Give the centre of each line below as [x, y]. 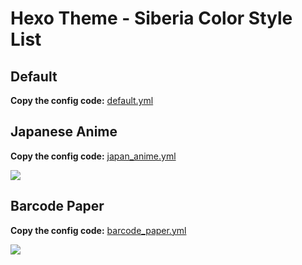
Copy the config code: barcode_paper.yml [98, 230]
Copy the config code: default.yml [82, 100]
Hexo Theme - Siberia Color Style [151, 18]
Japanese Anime [64, 132]
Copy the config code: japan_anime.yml [93, 156]
